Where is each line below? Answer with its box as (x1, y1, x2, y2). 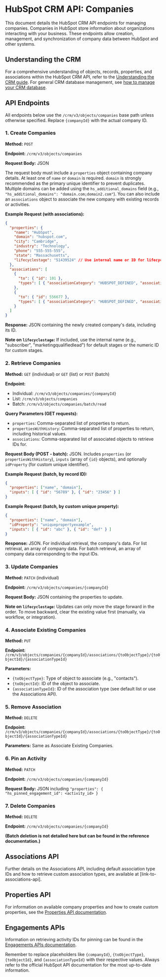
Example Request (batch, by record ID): (5, 471, 87, 477)
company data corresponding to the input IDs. (5, 551, 99, 557)
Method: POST (5, 140, 33, 147)
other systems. (5, 41, 36, 47)
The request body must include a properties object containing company (5, 170, 152, 176)
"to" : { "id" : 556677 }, (18, 294, 70, 299)
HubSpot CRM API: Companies (5, 3, 134, 15)
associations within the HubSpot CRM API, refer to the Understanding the (5, 73, 155, 80)
